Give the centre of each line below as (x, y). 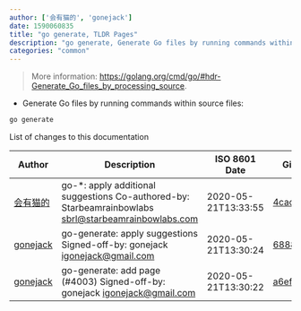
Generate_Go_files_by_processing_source (108, 86)
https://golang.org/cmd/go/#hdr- (160, 76)
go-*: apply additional (109, 185)
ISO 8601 (236, 159)
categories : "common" (50, 51)
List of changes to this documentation (79, 137)
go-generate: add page (111, 270)
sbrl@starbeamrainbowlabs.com (130, 219)
